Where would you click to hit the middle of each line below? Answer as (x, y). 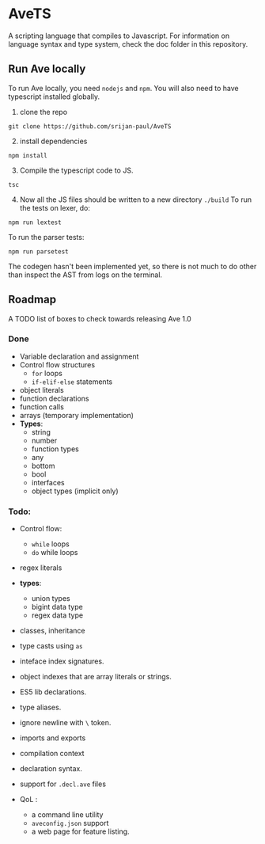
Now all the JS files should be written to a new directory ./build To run (135, 200)
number (44, 440)
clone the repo (44, 112)
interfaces (48, 482)
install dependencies (53, 141)
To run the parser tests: (46, 237)
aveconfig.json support (70, 823)
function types (55, 449)
